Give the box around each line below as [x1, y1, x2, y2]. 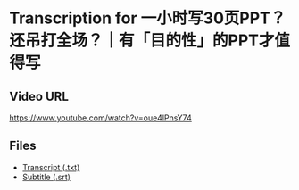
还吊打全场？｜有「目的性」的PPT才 [9, 30, 275, 51]
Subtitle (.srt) [21, 171, 71, 182]
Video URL [9, 88, 70, 103]
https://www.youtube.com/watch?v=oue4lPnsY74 [9, 112, 192, 123]
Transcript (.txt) [21, 161, 80, 172]
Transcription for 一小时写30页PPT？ [9, 8, 287, 29]
